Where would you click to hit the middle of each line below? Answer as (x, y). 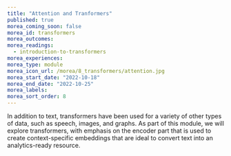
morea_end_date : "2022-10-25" (51, 84)
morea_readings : (30, 45)
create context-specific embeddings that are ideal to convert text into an (110, 138)
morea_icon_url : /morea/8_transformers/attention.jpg (86, 71)
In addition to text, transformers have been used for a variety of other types (114, 116)
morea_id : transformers (41, 33)
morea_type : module (35, 65)
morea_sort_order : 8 (37, 97)
